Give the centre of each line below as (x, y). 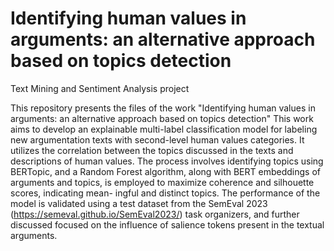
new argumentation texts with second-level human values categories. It (157, 139)
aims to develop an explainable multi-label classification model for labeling (164, 129)
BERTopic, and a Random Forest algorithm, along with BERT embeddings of (165, 171)
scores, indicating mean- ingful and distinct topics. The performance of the (165, 193)
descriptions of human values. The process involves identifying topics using (167, 161)
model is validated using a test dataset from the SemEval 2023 (139, 203)
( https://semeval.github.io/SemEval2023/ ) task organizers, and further (155, 214)
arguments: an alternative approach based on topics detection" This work (162, 118)
